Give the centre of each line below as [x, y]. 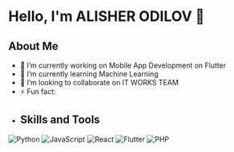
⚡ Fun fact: [38, 91]
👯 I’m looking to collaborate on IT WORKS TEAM [99, 82]
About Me [33, 46]
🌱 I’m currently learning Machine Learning [89, 74]
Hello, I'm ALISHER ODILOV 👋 [107, 16]
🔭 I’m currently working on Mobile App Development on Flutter [123, 65]
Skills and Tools [60, 120]
